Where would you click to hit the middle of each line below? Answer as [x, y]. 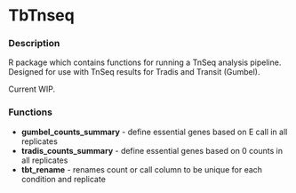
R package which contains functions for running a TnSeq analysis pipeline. [145, 62]
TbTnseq [41, 16]
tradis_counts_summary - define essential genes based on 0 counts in [152, 150]
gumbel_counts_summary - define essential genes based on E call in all [154, 132]
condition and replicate [63, 179]
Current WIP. [32, 89]
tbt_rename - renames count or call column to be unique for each [142, 169]
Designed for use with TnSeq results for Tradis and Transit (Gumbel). [134, 72]
